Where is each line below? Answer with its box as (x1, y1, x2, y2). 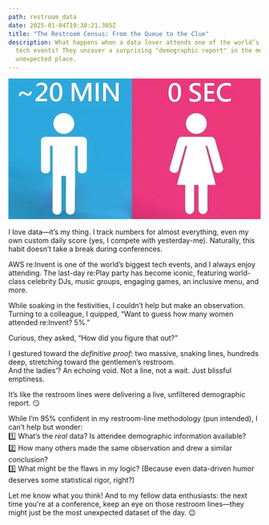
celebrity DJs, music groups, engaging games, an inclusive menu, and (26, 277, 259, 287)
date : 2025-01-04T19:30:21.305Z (8, 21, 116, 30)
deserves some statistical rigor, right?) (8, 475, 135, 485)
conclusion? (8, 455, 48, 464)
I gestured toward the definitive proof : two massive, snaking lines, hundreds (8, 349, 259, 359)
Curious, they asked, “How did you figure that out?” (8, 333, 179, 343)
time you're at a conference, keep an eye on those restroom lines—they (8, 499, 244, 509)
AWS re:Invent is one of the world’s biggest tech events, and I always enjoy (8, 260, 256, 270)
